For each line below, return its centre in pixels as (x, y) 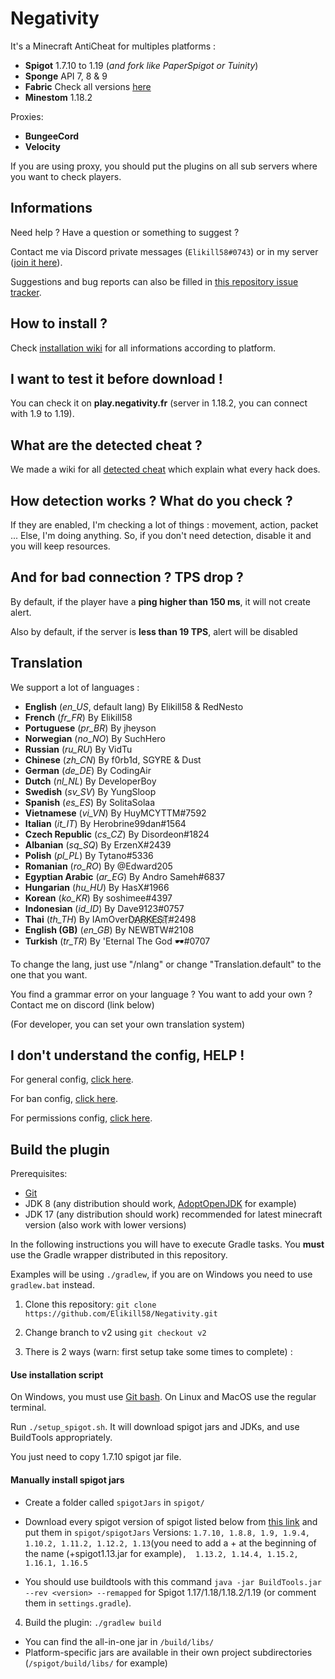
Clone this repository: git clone (90, 1304)
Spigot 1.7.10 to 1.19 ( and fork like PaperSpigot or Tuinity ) (141, 65)
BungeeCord (52, 136)
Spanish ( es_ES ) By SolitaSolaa (90, 802)
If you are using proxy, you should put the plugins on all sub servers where (164, 166)
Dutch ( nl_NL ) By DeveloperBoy (90, 781)
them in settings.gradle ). (78, 1603)
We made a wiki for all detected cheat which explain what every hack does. (165, 469)
